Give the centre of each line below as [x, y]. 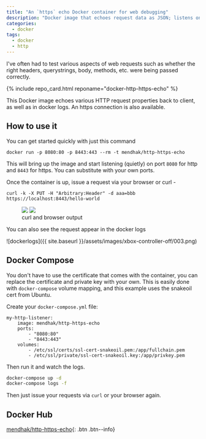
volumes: [29, 345]
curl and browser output [52, 217]
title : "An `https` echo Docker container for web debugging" [87, 12]
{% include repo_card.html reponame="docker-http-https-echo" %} [92, 88]
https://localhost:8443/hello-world [53, 199]
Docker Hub [30, 414]
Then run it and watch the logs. [46, 367]
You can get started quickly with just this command [71, 141]
